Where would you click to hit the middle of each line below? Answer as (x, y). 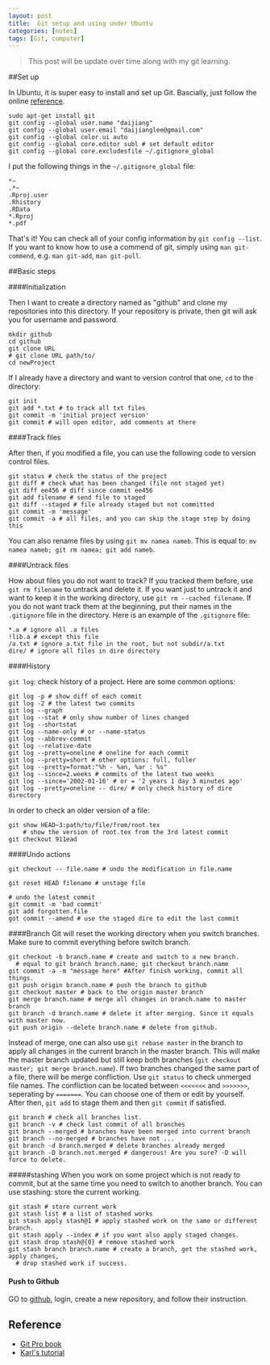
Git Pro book (41, 1344)
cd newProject (32, 363)
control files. (29, 462)
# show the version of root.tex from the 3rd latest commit (126, 833)
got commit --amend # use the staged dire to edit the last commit (124, 919)
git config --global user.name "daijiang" (81, 123)
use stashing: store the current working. (75, 1192)
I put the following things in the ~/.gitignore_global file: (102, 166)
